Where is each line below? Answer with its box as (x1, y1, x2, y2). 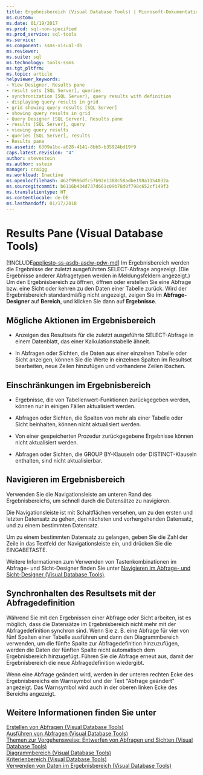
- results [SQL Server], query (6, 122, 85, 128)
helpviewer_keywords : (6, 76, 61, 82)
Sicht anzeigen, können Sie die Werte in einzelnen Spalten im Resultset (14, 356, 192, 363)
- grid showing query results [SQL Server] (6, 104, 118, 111)
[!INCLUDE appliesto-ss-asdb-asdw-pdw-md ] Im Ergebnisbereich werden (6, 259, 190, 266)
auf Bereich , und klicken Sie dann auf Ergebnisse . (31, 298, 157, 305)
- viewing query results (6, 127, 69, 133)
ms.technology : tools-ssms (6, 59, 74, 65)
